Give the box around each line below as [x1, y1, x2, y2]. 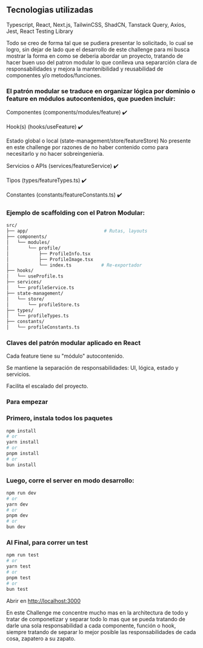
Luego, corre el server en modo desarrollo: [6, 476, 135, 484]
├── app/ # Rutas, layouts [6, 228, 148, 234]
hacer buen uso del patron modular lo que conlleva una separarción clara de [6, 58, 197, 66]
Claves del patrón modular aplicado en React [6, 338, 141, 347]
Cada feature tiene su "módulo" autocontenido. [6, 352, 124, 360]
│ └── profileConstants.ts [6, 324, 80, 330]
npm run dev [6, 490, 36, 496]
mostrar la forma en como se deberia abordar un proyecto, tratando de [6, 52, 184, 60]
